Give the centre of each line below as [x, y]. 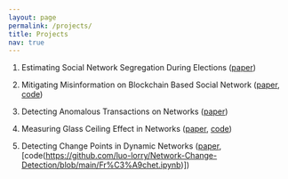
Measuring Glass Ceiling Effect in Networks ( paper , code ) [127, 129]
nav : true [27, 42]
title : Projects [38, 34]
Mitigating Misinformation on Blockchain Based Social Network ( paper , [151, 85]
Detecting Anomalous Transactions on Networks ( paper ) [124, 111]
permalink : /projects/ [50, 26]
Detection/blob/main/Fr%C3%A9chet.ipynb [101, 165]
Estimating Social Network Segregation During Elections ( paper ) [139, 68]
